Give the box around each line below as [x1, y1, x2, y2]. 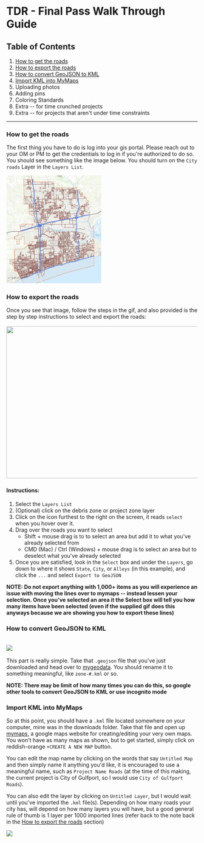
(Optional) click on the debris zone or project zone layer [15, 507, 155, 514]
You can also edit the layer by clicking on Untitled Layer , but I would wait [6, 793, 191, 800]
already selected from [24, 539, 80, 546]
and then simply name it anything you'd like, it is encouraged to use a [6, 761, 180, 769]
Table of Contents [6, 41, 76, 52]
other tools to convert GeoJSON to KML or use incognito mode [6, 688, 167, 695]
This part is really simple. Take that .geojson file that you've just [6, 657, 166, 664]
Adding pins [15, 90, 46, 97]
